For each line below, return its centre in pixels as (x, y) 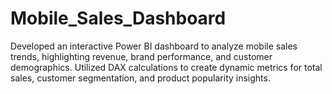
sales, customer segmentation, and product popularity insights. (140, 78)
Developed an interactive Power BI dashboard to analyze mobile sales (154, 46)
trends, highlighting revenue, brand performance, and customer (141, 56)
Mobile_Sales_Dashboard (118, 18)
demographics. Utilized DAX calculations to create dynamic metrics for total (166, 67)
